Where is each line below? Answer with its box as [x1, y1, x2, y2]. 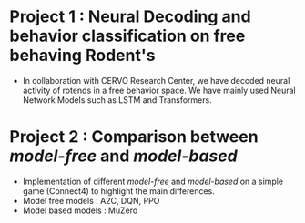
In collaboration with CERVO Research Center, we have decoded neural [22, 75, 290, 86]
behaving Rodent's [9, 46, 156, 66]
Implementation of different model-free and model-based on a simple [22, 176, 284, 187]
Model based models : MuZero [22, 205, 138, 216]
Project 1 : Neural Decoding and [9, 6, 252, 27]
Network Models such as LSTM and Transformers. [22, 94, 212, 106]
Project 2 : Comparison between [9, 127, 259, 147]
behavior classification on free [9, 25, 246, 46]
